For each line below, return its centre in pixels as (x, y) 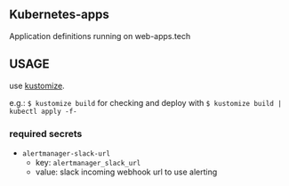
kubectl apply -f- (43, 111)
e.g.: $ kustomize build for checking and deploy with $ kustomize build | (146, 102)
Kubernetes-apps (59, 15)
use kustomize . (37, 85)
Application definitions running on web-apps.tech (100, 36)
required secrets (46, 133)
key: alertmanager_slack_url (88, 162)
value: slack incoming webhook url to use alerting (126, 172)
